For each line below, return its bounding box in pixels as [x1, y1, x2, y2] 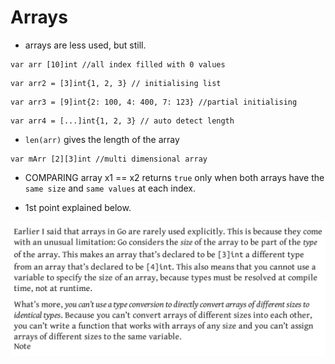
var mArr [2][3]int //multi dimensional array [10, 154, 208, 164]
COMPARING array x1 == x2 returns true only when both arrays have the [24, 171, 325, 183]
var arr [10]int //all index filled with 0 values [10, 59, 226, 70]
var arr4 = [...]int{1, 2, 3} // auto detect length [10, 116, 235, 126]
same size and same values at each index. [24, 182, 197, 194]
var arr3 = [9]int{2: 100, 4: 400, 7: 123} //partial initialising [10, 97, 298, 107]
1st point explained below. [24, 201, 132, 213]
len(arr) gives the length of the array [24, 133, 180, 145]
